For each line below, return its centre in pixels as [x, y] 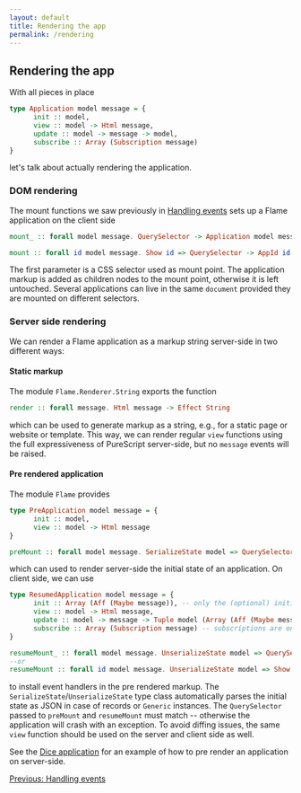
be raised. [28, 454]
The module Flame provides [60, 494]
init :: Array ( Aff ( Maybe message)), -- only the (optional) [151, 604]
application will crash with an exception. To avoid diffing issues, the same [145, 725]
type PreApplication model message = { [84, 511]
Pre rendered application [56, 474]
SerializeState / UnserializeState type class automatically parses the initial [148, 696]
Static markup [36, 371]
